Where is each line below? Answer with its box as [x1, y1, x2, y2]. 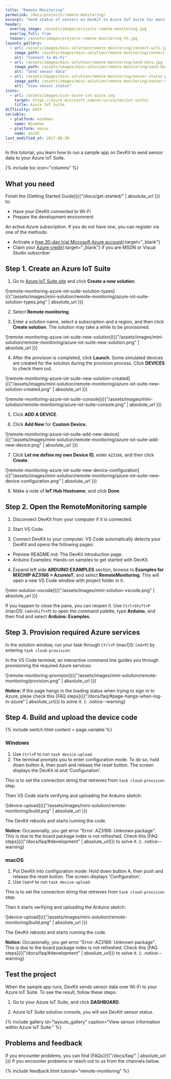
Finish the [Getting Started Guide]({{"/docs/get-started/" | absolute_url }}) [5, 193, 160, 199]
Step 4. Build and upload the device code [5, 713, 138, 722]
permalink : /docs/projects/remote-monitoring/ [5, 12, 106, 17]
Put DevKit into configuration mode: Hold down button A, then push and [12, 868, 164, 874]
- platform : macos [10, 126, 49, 131]
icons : [5, 88, 19, 93]
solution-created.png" [5, 386, 52, 392]
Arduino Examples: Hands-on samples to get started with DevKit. [12, 556, 149, 562]
